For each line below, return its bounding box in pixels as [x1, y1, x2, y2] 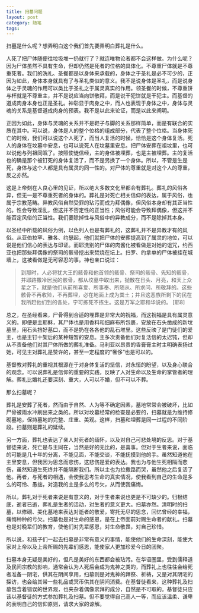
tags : [6, 25, 20, 32]
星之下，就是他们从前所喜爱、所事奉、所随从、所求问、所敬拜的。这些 [20, 284, 192, 291]
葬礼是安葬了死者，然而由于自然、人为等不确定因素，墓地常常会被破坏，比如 [6, 401, 193, 408]
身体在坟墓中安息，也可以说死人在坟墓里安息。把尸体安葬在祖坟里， [16, 142, 182, 149]
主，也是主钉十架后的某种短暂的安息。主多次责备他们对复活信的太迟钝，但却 [6, 334, 193, 341]
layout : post [6, 14, 38, 20]
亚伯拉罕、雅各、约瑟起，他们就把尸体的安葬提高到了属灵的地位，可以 [21, 234, 193, 241]
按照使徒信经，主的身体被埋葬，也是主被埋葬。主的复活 [57, 149, 193, 156]
